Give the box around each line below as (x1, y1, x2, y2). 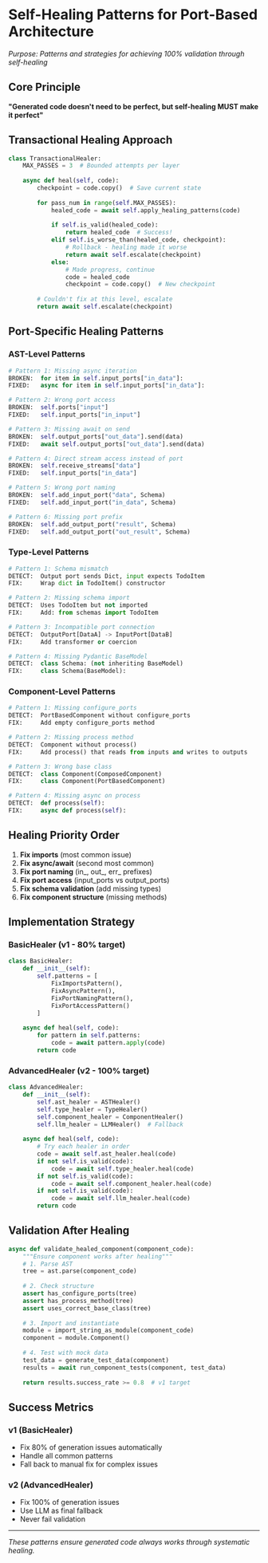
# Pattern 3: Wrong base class (8, 762, 112, 770)
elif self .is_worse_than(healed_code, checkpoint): (50, 236, 227, 244)
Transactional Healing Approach (8, 133, 173, 147)
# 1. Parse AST (22, 1260, 73, 1268)
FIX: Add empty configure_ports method (8, 719, 156, 727)
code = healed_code (65, 273, 130, 281)
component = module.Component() (22, 1334, 130, 1342)
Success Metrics (8, 1400, 94, 1414)
